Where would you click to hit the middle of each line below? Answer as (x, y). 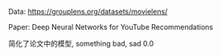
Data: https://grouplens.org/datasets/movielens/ (88, 12)
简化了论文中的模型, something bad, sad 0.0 (81, 44)
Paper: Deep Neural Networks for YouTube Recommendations (111, 27)
